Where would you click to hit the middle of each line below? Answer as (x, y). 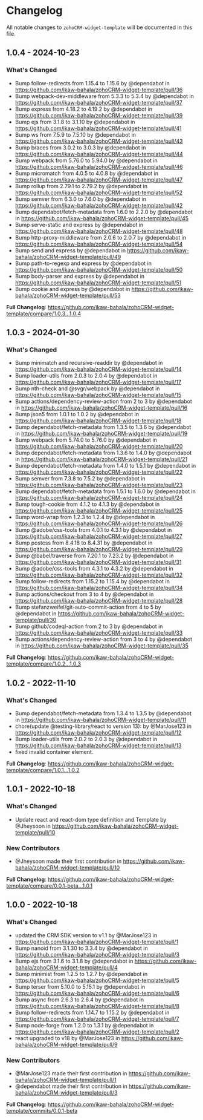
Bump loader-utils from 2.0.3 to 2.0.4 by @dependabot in (86, 376)
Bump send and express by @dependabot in (70, 250)
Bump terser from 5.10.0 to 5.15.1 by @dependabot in (80, 986)
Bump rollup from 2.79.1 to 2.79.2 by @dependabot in (81, 186)
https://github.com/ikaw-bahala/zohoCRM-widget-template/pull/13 (98, 745)
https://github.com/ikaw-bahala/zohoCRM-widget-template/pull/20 (99, 447)
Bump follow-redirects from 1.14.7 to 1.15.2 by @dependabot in (92, 1012)
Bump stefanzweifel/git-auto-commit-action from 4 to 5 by (88, 607)
